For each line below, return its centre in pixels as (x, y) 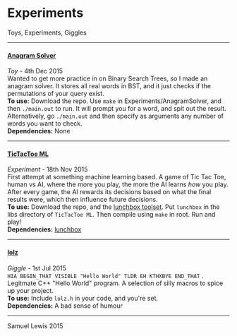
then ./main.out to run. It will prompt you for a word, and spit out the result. (117, 109)
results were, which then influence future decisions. (83, 200)
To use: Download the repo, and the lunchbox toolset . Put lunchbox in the (114, 207)
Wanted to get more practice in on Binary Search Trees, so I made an (108, 78)
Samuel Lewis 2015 (35, 325)
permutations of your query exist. (56, 94)
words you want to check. (45, 124)
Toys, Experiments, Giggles (47, 32)
